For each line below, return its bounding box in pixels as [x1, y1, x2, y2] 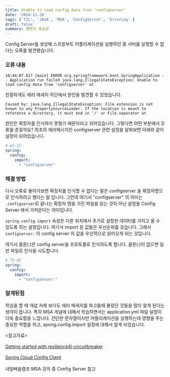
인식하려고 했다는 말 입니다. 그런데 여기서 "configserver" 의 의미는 [10, 194, 143, 200]
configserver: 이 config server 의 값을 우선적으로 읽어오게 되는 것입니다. [5, 230, 152, 237]
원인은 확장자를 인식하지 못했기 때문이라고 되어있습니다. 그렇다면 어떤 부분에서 [5, 120, 160, 126]
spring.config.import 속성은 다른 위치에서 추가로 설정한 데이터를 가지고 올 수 [5, 218, 160, 224]
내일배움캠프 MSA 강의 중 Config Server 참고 [5, 365, 96, 372]
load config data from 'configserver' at [5, 82, 94, 87]
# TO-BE [5, 258, 22, 263]
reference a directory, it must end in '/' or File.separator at [5, 111, 146, 116]
